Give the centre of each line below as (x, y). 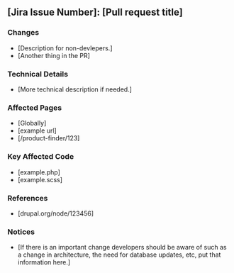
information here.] (44, 262)
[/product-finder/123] (49, 138)
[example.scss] (40, 179)
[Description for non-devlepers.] (65, 48)
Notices (21, 232)
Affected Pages (35, 108)
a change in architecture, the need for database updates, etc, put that (119, 255)
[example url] (37, 130)
